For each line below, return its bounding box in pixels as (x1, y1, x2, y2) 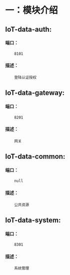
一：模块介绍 (5, 5, 58, 16)
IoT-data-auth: (5, 25, 52, 33)
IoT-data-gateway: (5, 89, 65, 97)
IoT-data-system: (5, 215, 61, 225)
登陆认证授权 (14, 75, 36, 80)
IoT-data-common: (5, 152, 65, 161)
